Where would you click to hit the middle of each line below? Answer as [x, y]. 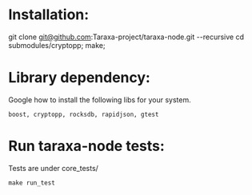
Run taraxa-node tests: [87, 146]
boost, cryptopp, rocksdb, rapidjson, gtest [84, 114]
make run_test [32, 183]
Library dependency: [79, 78]
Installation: [49, 15]
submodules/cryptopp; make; [57, 45]
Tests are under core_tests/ [53, 168]
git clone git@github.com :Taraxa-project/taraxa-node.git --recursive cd [126, 37]
